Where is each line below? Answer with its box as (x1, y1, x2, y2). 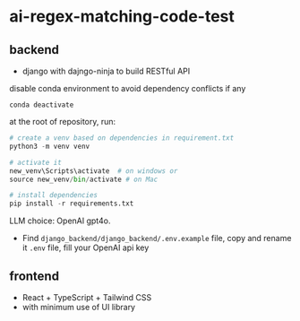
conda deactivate (9, 100, 74, 109)
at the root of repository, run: (9, 117, 116, 126)
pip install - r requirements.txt (9, 199, 134, 208)
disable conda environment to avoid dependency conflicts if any (9, 83, 246, 93)
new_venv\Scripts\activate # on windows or (9, 166, 178, 176)
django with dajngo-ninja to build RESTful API (21, 65, 191, 76)
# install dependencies (9, 191, 99, 200)
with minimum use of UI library (21, 301, 136, 312)
